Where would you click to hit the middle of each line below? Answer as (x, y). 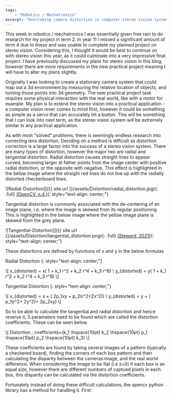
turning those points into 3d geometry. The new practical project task (79, 93)
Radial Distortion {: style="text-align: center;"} (54, 261)
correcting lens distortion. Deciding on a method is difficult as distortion (81, 141)
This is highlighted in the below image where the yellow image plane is (80, 215)
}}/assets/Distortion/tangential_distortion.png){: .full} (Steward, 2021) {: (80, 236)
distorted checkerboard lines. (36, 179)
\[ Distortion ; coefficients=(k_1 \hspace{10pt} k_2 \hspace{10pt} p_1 (76, 333)
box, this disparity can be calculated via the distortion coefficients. (76, 375)
